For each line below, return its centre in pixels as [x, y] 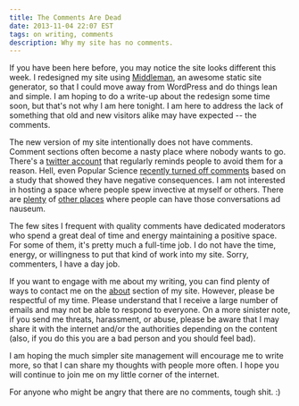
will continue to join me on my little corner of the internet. [115, 375]
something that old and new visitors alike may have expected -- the [133, 115]
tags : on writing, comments [62, 34]
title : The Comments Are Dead [66, 17]
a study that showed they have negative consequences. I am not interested [147, 181]
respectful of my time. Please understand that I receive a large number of [144, 300]
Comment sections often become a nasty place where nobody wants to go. [148, 152]
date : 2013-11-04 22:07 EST [62, 26]
